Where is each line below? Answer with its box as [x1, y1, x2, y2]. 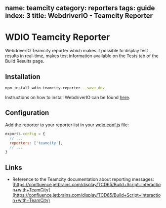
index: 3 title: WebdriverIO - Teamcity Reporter [5, 12, 153, 20]
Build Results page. [5, 58, 44, 64]
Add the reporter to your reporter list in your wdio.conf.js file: [5, 122, 129, 128]
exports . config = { [5, 131, 45, 136]
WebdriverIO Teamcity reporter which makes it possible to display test [5, 48, 148, 54]
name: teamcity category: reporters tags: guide [5, 4, 155, 12]
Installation [5, 72, 41, 81]
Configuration [5, 108, 49, 117]
